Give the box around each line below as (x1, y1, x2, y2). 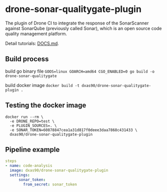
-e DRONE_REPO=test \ (9, 118, 55, 123)
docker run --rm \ (5, 114, 43, 119)
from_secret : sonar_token (23, 181, 77, 187)
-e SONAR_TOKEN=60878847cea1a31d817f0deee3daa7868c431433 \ (9, 127, 137, 132)
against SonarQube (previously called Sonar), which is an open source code (5, 25, 162, 31)
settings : (9, 172, 30, 177)
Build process (5, 55, 49, 63)
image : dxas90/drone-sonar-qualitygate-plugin (9, 168, 108, 173)
